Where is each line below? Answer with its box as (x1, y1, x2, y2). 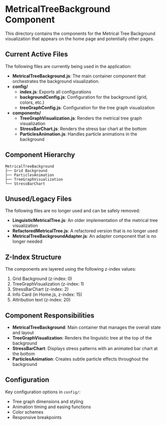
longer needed (12, 238, 43, 244)
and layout (12, 330, 34, 336)
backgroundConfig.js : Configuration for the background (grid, (19, 94, 148, 100)
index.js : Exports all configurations (19, 88, 92, 95)
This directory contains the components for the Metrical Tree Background (5, 30, 156, 36)
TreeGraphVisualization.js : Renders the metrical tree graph (19, 115, 142, 121)
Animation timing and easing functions (12, 404, 91, 410)
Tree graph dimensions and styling (12, 398, 83, 404)
